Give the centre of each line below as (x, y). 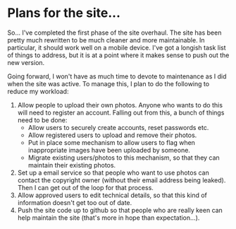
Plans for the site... (64, 13)
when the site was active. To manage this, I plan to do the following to (108, 83)
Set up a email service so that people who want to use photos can (113, 172)
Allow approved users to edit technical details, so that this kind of (112, 195)
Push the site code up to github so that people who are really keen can (120, 210)
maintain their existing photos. (72, 165)
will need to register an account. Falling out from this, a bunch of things (121, 112)
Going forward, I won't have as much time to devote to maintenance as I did (117, 76)
